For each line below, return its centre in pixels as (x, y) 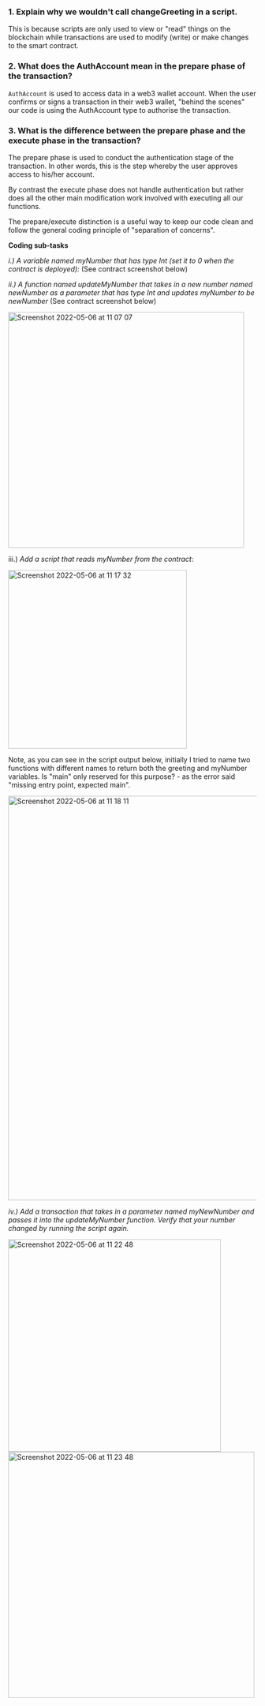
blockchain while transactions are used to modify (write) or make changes (129, 37)
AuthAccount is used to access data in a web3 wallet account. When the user (132, 93)
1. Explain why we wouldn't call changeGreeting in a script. (123, 12)
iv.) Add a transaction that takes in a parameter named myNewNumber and (131, 1211)
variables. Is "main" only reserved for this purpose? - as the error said (122, 776)
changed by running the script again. (69, 1228)
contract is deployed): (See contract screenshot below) (98, 269)
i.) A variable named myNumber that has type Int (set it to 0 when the (121, 260)
